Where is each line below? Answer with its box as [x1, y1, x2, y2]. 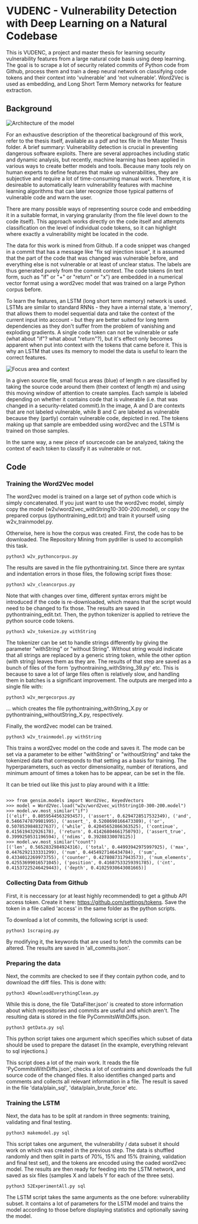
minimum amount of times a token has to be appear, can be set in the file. [6, 770, 185, 777]
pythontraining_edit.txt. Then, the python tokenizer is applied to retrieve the [6, 611, 190, 618]
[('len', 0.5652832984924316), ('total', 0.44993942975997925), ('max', [6, 844, 189, 850]
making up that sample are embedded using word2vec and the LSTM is [6, 421, 180, 428]
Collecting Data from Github [6, 879, 88, 887]
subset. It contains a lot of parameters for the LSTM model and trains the [6, 1200, 183, 1207]
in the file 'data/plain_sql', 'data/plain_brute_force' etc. [6, 1084, 138, 1091]
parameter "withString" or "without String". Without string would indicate [6, 645, 183, 653]
